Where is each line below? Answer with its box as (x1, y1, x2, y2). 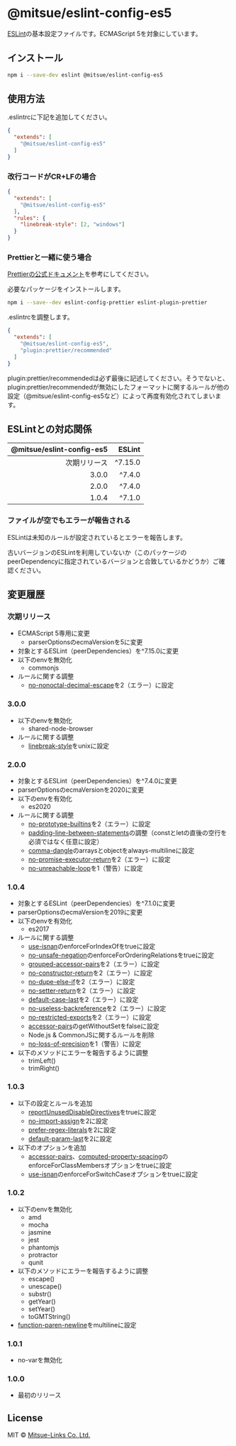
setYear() (28, 1304, 55, 1313)
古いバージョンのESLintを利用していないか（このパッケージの (7, 548, 187, 556)
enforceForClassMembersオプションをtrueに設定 (28, 1161, 172, 1169)
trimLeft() (28, 1056, 56, 1065)
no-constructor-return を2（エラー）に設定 (28, 968, 153, 977)
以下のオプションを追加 (17, 1143, 86, 1152)
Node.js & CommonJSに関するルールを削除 (28, 1031, 154, 1039)
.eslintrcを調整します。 (7, 313, 74, 321)
